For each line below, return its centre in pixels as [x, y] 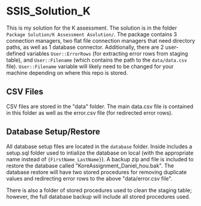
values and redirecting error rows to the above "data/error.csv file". [89, 178]
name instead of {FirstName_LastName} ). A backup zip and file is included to [100, 159]
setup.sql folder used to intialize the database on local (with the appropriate [100, 153]
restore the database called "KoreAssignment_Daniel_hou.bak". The [90, 166]
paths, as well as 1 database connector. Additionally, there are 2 [85, 47]
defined [16, 53]
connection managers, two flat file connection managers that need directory [101, 40]
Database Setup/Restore [53, 132]
